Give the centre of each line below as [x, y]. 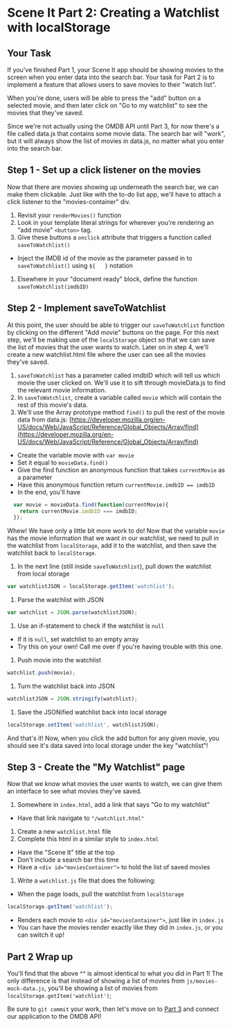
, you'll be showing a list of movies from [101, 988]
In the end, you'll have [49, 492]
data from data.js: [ [44, 419]
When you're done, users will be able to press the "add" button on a [104, 98]
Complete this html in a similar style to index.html [88, 839]
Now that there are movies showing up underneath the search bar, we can [113, 187]
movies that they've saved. [46, 113]
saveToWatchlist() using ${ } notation [75, 265]
